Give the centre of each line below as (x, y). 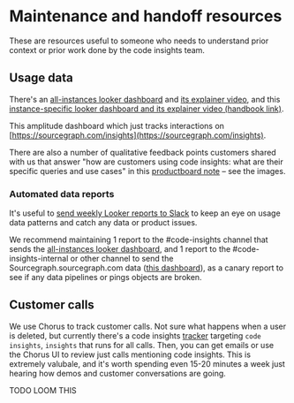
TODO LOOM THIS (43, 390)
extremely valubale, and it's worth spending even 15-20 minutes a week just (147, 363)
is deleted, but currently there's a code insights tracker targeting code (136, 335)
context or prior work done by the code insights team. (107, 49)
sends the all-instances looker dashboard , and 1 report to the (120, 249)
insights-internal (39, 259)
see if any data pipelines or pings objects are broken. (106, 278)
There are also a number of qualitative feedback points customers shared (143, 152)
